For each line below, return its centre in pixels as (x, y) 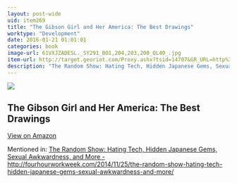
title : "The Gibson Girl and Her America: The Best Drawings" (101, 27)
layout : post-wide (34, 14)
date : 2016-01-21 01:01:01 (47, 40)
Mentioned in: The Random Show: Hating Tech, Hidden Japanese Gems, (112, 149)
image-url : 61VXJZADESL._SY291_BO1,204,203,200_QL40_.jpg (94, 53)
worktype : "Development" (44, 33)
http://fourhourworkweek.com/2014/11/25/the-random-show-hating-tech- (115, 164)
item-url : (22, 60)
